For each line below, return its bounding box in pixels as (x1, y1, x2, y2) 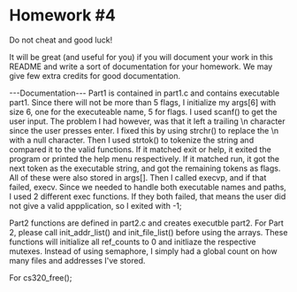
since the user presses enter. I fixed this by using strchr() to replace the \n (9, 125, 279, 135)
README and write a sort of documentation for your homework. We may (9, 61, 273, 72)
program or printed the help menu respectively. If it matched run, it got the (9, 153, 280, 164)
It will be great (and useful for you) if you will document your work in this (9, 51, 274, 62)
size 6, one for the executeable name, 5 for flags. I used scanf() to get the (9, 106, 278, 117)
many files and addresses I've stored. (9, 255, 146, 265)
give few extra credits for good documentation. (9, 70, 181, 81)
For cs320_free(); (9, 272, 72, 283)
